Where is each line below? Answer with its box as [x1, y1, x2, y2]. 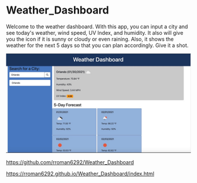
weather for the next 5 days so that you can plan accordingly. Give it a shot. [6, 42, 189, 49]
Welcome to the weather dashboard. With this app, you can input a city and [6, 23, 188, 30]
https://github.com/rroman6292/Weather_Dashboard [6, 158, 134, 165]
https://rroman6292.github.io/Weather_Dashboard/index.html [6, 170, 154, 177]
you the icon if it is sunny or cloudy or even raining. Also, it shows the [6, 35, 174, 42]
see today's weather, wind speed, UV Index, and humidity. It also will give [6, 29, 184, 36]
